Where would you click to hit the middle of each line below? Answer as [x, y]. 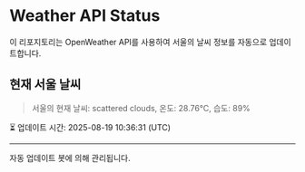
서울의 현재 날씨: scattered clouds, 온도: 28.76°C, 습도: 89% [141, 108]
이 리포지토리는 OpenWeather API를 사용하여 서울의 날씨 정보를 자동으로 [138, 42]
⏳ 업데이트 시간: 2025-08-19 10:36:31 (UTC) [90, 127]
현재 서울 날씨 [45, 85]
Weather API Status [85, 16]
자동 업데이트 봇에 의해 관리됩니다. [70, 158]
